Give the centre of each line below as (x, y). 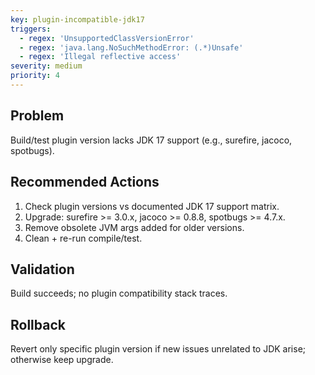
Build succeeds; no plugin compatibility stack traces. (119, 293)
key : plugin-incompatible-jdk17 (77, 19)
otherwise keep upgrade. (62, 360)
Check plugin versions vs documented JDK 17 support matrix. (152, 206)
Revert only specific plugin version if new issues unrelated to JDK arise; (158, 349)
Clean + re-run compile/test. (83, 238)
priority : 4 (35, 76)
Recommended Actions (85, 182)
